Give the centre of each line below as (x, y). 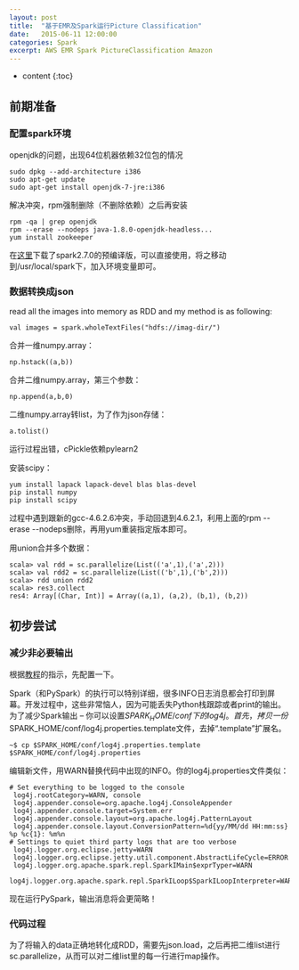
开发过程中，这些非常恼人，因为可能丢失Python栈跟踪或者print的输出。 (155, 704)
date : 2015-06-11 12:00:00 (63, 34)
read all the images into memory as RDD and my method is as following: (141, 312)
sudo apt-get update (48, 179)
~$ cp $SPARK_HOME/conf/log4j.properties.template (105, 745)
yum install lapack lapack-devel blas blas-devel (103, 485)
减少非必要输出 (41, 653)
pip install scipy (43, 501)
